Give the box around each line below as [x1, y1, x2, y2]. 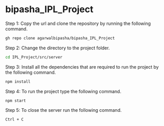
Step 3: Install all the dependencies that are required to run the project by [5, 64, 159, 70]
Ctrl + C [5, 117, 24, 122]
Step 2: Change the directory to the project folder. [5, 45, 110, 51]
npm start [5, 98, 26, 103]
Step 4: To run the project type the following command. [5, 88, 121, 94]
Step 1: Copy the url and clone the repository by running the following [5, 20, 151, 26]
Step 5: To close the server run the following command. [5, 107, 122, 113]
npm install [5, 79, 31, 84]
